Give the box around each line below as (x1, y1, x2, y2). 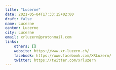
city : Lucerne (5, 30, 35, 35)
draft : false (5, 16, 32, 21)
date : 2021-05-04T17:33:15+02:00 (5, 12, 74, 17)
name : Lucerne (5, 21, 35, 26)
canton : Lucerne (5, 26, 39, 31)
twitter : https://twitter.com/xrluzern (14, 58, 96, 63)
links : (5, 39, 19, 44)
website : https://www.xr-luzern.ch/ (14, 48, 90, 53)
